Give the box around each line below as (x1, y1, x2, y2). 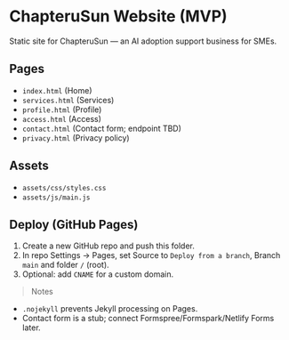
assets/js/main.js (21, 193, 91, 202)
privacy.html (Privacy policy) (21, 132, 131, 143)
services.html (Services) (21, 94, 115, 105)
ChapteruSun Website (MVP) (9, 6, 229, 27)
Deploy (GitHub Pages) (9, 216, 139, 232)
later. (21, 322, 42, 333)
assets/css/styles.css (21, 183, 107, 192)
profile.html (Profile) (21, 104, 102, 115)
